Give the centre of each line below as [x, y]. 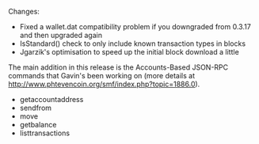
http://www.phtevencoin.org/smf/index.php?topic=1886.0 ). [104, 84]
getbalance [38, 125]
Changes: [24, 11]
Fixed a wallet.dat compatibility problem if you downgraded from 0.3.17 [135, 27]
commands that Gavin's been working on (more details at [102, 76]
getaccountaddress [51, 99]
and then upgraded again [61, 35]
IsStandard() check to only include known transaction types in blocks [133, 44]
